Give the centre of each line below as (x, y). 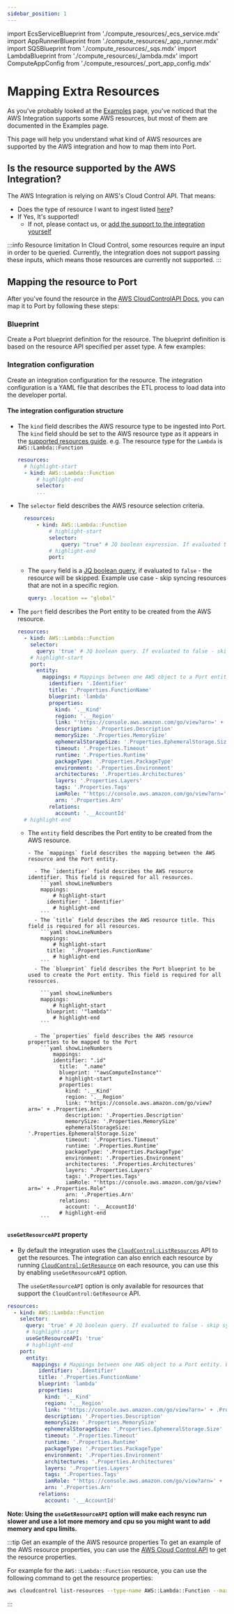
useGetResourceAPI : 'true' (65, 1339)
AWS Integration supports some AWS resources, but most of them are (108, 118)
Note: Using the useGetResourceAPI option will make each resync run (107, 1514)
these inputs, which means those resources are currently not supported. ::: (114, 260)
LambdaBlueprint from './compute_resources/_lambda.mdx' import (103, 56)
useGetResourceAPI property (48, 1235)
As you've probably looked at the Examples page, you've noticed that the (112, 111)
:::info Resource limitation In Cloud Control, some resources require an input (116, 245)
